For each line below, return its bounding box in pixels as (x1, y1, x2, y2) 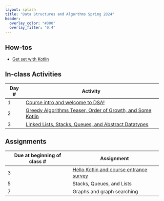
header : (5, 16, 21, 21)
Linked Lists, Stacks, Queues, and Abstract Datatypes (25, 121, 149, 128)
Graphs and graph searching (72, 188, 138, 195)
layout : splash (5, 7, 36, 12)
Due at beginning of (14, 152, 61, 159)
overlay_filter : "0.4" (9, 25, 56, 30)
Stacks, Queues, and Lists (72, 180, 132, 187)
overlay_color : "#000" (9, 20, 56, 26)
